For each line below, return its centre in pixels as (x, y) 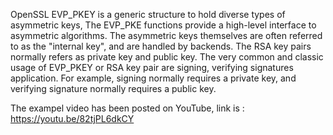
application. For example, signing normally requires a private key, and (153, 78)
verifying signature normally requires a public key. (113, 88)
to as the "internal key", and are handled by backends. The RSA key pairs (161, 46)
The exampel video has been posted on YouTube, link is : (127, 108)
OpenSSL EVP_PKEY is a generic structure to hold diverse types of (148, 14)
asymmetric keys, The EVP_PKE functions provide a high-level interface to (163, 25)
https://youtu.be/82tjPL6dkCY (72, 118)
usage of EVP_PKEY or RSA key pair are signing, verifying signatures (152, 67)
